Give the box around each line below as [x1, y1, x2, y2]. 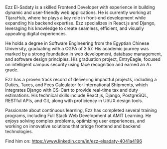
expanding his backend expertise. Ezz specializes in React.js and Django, [5, 20, 156, 26]
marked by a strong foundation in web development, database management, [5, 51, 163, 57]
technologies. [5, 129, 33, 134]
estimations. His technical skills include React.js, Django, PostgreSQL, [5, 92, 149, 98]
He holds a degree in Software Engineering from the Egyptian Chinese [5, 40, 150, 46]
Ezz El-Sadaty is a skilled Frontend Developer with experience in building [5, 4, 156, 10]
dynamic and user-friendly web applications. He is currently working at [5, 9, 151, 15]
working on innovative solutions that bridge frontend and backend [5, 123, 141, 129]
